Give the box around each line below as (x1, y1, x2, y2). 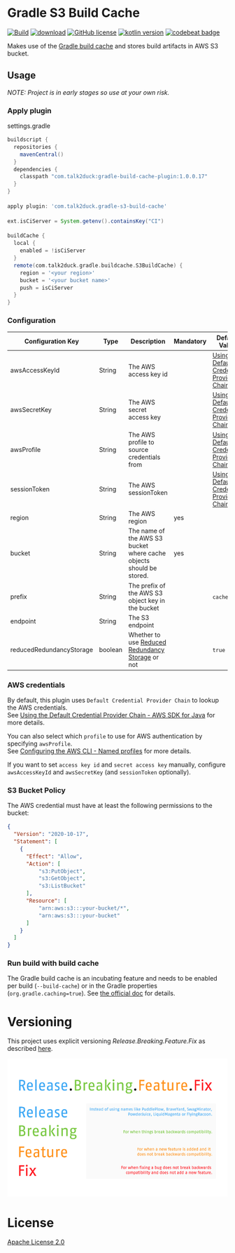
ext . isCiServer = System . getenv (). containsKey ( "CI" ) (7, 218, 164, 225)
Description (130, 337, 166, 345)
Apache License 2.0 (7, 1238, 65, 1247)
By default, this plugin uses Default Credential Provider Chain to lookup (7, 696, 219, 705)
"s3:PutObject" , (38, 868, 86, 875)
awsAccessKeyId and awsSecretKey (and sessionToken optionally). (7, 768, 191, 776)
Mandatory (173, 337, 207, 345)
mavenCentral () (20, 151, 64, 158)
